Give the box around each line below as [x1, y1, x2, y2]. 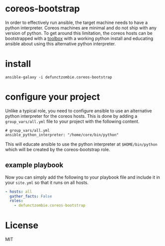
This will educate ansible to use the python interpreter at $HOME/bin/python [5, 141, 158, 147]
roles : [9, 198, 23, 204]
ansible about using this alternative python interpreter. [5, 40, 116, 46]
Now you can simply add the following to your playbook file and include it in [5, 174, 161, 180]
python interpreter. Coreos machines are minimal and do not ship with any [5, 24, 157, 30]
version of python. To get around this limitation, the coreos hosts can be [5, 30, 153, 36]
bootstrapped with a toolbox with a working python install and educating [5, 35, 154, 41]
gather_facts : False [9, 194, 52, 199]
